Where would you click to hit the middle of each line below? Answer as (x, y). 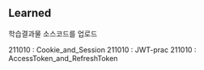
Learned (30, 13)
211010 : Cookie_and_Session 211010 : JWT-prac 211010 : (102, 49)
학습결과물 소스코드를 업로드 (53, 33)
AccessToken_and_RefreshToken (63, 58)
